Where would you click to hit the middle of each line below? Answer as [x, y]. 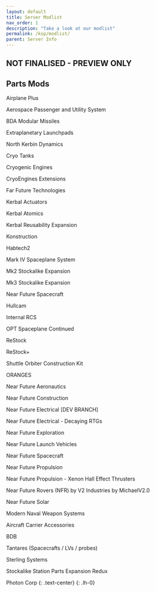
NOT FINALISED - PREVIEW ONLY [69, 63]
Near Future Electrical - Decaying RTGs [54, 421]
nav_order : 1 [22, 23]
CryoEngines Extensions [36, 179]
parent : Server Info [32, 39]
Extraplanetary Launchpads [40, 133]
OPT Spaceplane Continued [40, 329]
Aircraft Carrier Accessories [40, 525]
